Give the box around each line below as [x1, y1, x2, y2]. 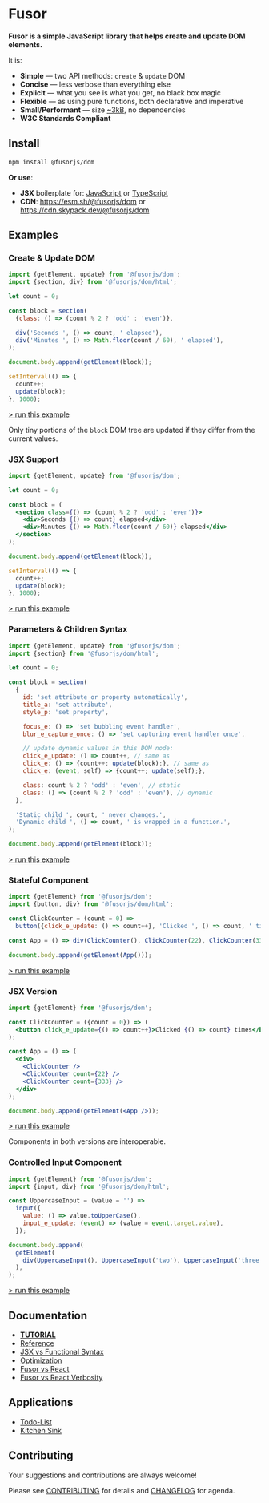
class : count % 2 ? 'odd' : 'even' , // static [22, 781, 181, 790]
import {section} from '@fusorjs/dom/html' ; [8, 649, 159, 657]
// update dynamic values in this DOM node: [22, 745, 174, 753]
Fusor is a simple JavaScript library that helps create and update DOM [8, 31, 246, 41]
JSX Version [8, 985, 58, 996]
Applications [8, 1396, 74, 1409]
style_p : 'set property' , [22, 708, 110, 716]
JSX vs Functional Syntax [19, 1347, 104, 1356]
